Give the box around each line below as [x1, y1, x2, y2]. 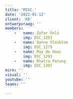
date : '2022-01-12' [5, 12, 46, 17]
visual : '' [5, 72, 28, 77]
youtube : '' [5, 77, 30, 82]
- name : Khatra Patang [14, 58, 66, 63]
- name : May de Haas [14, 49, 61, 54]
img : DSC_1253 [23, 35, 52, 40]
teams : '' [5, 81, 26, 86]
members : [5, 26, 23, 31]
